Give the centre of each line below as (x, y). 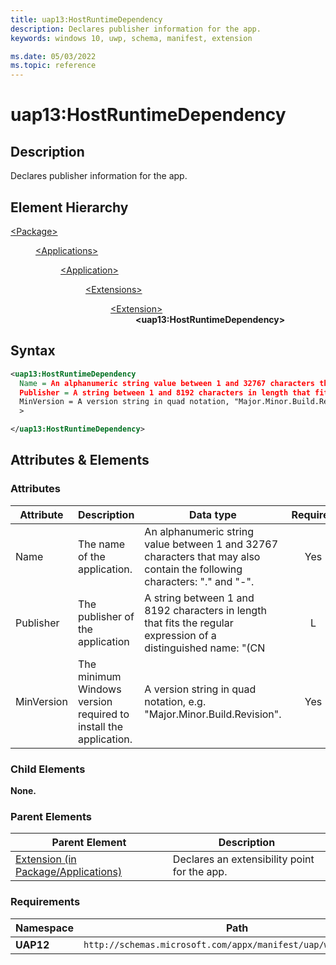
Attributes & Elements (80, 460)
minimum (99, 676)
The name (101, 544)
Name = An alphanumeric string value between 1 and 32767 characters (167, 383)
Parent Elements (51, 816)
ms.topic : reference (53, 66)
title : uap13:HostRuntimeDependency (86, 19)
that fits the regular (189, 623)
